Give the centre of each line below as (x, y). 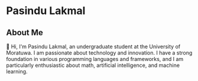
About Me (25, 33)
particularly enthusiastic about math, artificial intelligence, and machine (93, 65)
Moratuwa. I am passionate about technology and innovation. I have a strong (99, 53)
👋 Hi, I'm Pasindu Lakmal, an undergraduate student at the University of (93, 46)
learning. (17, 71)
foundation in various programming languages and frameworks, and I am (95, 59)
